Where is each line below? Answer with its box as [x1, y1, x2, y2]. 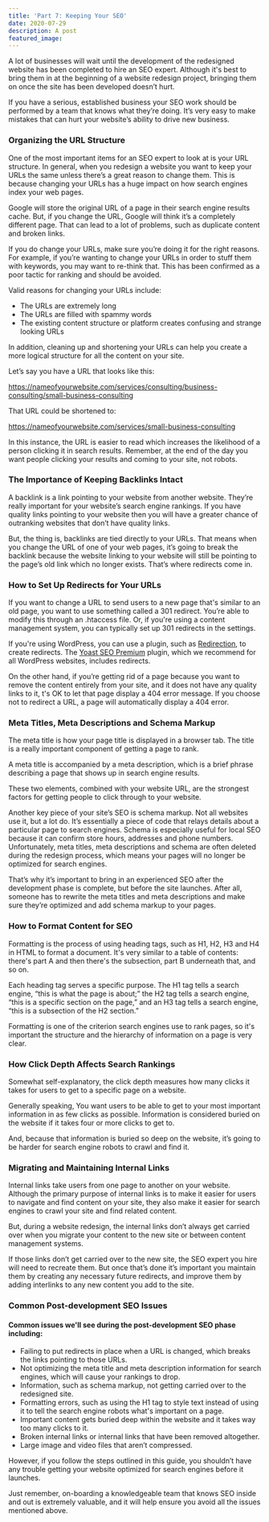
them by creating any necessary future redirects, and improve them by [8, 1272, 243, 1281]
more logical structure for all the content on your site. [8, 351, 185, 360]
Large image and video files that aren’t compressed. [19, 1441, 193, 1450]
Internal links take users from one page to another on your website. [8, 1180, 230, 1191]
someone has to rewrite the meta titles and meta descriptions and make [8, 892, 246, 902]
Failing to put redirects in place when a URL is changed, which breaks [19, 1347, 251, 1356]
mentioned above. [8, 1506, 68, 1516]
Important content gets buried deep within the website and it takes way [19, 1415, 256, 1425]
